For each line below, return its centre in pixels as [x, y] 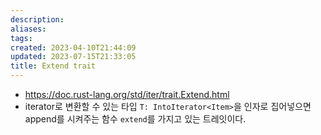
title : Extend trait [53, 66]
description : [37, 19]
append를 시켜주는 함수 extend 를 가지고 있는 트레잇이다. [135, 119]
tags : [21, 38]
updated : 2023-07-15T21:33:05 [73, 57]
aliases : [28, 29]
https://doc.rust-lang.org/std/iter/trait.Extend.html [127, 94]
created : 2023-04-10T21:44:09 [73, 47]
